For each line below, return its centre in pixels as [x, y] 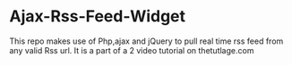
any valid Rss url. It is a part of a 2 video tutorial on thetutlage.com [132, 50]
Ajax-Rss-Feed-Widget [98, 16]
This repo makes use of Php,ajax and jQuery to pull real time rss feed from [146, 41]
